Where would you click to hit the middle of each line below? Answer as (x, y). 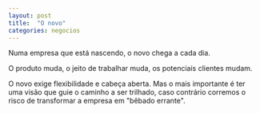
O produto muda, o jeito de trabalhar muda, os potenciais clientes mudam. (130, 68)
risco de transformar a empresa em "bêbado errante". (97, 101)
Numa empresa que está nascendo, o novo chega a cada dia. (109, 53)
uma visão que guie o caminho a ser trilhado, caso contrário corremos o (127, 92)
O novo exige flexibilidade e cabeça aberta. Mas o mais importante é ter (127, 84)
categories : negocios (44, 30)
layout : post (30, 16)
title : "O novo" (37, 23)
